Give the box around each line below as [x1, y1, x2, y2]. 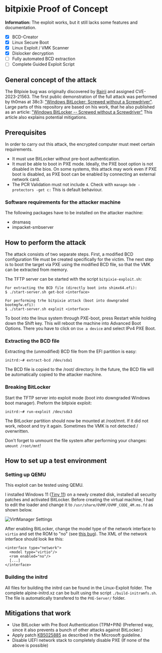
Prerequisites [5, 128, 46, 137]
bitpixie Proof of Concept [5, 3, 108, 15]
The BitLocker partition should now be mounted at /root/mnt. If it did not [5, 418, 148, 424]
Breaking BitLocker [5, 384, 51, 391]
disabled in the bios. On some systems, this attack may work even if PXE [12, 166, 157, 172]
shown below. [5, 507, 33, 513]
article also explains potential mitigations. [5, 114, 88, 120]
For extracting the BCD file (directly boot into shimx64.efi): [5, 286, 137, 290]
